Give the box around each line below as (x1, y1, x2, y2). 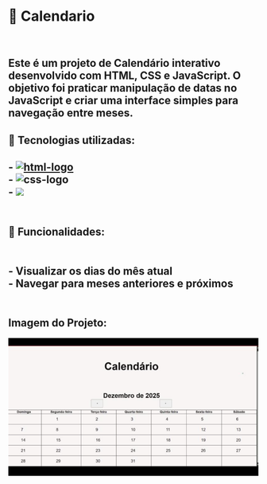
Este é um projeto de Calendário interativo (8, 57, 221, 70)
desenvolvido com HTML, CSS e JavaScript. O (8, 69, 242, 83)
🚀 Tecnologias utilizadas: (8, 133, 135, 146)
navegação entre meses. (8, 107, 133, 120)
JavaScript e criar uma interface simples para (8, 94, 238, 107)
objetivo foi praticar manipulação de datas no (8, 81, 238, 95)
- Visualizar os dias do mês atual (8, 264, 173, 278)
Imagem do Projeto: (8, 316, 107, 330)
